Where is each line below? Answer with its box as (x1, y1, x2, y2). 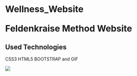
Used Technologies (5, 42, 66, 51)
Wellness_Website (5, 3, 84, 15)
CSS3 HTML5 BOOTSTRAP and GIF (5, 56, 78, 62)
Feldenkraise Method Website (5, 23, 132, 34)
